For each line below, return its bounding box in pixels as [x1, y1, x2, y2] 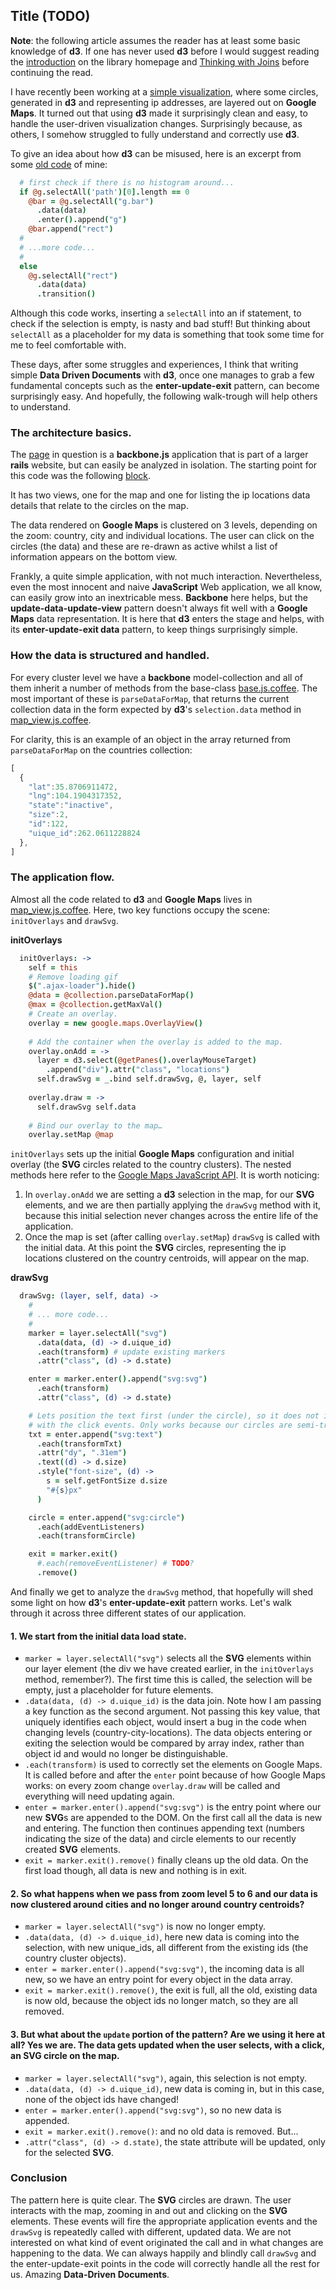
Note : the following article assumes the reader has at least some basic [10, 34, 301, 46]
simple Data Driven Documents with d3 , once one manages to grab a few [10, 369, 315, 381]
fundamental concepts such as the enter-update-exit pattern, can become [10, 380, 320, 392]
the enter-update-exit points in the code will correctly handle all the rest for [10, 2257, 320, 2269]
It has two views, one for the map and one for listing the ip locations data [10, 489, 311, 501]
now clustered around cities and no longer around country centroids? [10, 1898, 305, 1910]
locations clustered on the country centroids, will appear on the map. [24, 1252, 310, 1264]
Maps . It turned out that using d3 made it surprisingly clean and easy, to [10, 107, 308, 119]
